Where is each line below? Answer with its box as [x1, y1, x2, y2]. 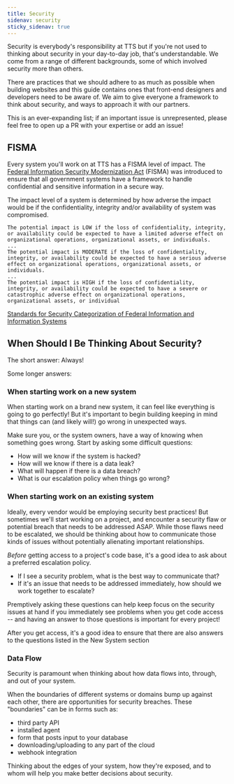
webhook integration [17, 748, 78, 756]
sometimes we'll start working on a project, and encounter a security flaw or [7, 515, 227, 524]
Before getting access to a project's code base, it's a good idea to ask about [7, 551, 227, 559]
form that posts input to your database [17, 733, 129, 741]
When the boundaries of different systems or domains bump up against [7, 690, 213, 698]
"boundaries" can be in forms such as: [7, 704, 119, 713]
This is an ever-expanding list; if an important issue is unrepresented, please [7, 114, 228, 122]
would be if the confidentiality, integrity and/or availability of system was [7, 203, 217, 212]
